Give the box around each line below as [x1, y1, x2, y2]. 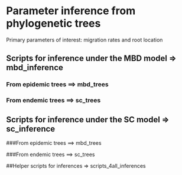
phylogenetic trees [6, 17, 101, 30]
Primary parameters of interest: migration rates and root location [6, 36, 163, 43]
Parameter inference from [6, 4, 136, 18]
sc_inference [6, 124, 56, 134]
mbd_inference [6, 63, 64, 73]
